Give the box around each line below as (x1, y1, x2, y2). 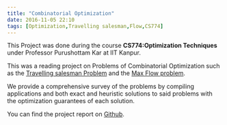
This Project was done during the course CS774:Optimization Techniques (7, 42, 217, 50)
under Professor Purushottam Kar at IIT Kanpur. (7, 48, 142, 57)
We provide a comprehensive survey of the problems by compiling (7, 83, 195, 91)
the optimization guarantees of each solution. (7, 97, 135, 105)
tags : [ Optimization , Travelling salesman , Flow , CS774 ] (7, 23, 164, 29)
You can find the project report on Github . (7, 110, 124, 118)
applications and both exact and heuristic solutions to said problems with (7, 89, 213, 98)
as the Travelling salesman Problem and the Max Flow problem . (7, 69, 186, 77)
